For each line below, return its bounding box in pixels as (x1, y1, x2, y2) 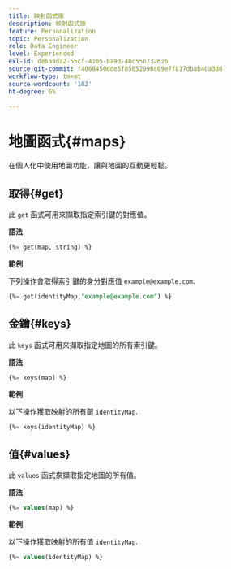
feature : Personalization (8, 27, 96, 35)
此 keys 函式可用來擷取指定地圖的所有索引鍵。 (8, 340, 162, 350)
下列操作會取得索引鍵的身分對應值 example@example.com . (8, 276, 196, 285)
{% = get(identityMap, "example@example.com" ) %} (8, 293, 173, 301)
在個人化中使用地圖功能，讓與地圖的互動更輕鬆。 (8, 160, 172, 171)
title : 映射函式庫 (8, 11, 65, 20)
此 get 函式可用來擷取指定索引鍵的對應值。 (8, 210, 152, 219)
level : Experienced (8, 50, 75, 58)
